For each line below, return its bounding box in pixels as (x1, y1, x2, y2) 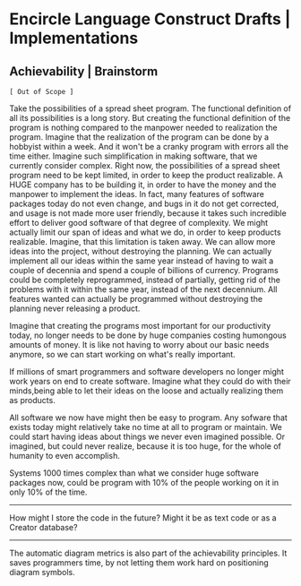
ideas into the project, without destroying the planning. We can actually (9, 246, 271, 256)
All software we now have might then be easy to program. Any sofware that (9, 412, 288, 423)
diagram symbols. (9, 567, 76, 577)
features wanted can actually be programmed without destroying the (9, 294, 262, 304)
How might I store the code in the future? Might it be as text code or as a (9, 513, 277, 523)
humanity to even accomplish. (9, 451, 121, 461)
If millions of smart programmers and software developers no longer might (9, 366, 285, 376)
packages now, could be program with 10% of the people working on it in (9, 478, 279, 487)
